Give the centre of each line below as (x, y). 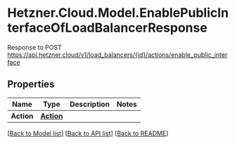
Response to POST (34, 47)
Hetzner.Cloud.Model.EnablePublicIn (118, 13)
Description (90, 104)
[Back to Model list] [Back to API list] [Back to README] (88, 133)
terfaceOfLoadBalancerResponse (107, 28)
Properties (31, 85)
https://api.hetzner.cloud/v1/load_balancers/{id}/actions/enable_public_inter (118, 55)
